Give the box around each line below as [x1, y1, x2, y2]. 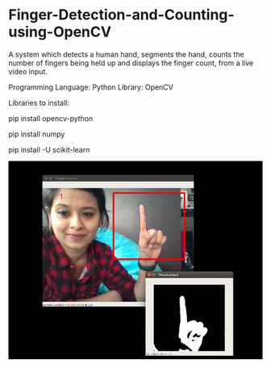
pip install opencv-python [8, 113, 94, 123]
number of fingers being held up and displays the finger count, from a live [8, 58, 254, 68]
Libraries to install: [8, 98, 70, 107]
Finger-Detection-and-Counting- [8, 6, 236, 24]
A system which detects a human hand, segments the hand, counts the [8, 49, 244, 59]
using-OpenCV [8, 23, 111, 41]
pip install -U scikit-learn [8, 144, 90, 154]
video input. [8, 66, 48, 76]
